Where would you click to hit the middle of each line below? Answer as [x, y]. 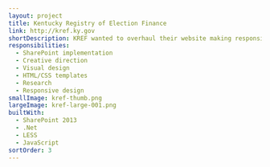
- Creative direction [52, 61]
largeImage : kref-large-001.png [62, 105]
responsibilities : [39, 46]
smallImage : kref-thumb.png [55, 98]
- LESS [27, 135]
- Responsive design [50, 90]
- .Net [27, 128]
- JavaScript [37, 143]
